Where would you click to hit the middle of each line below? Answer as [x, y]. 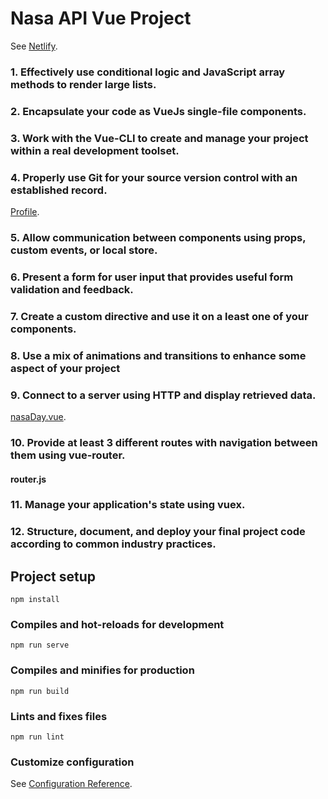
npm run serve [40, 645]
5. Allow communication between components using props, [158, 237]
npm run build [40, 691]
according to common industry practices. [113, 544]
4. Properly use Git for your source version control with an [154, 177]
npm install [35, 600]
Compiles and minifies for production [102, 670]
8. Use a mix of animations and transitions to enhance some [158, 355]
